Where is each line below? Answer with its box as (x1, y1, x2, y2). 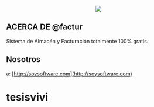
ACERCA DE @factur (6, 22, 83, 32)
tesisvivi (6, 91, 49, 103)
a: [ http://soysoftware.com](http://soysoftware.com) (6, 70, 133, 77)
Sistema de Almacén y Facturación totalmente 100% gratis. (6, 37, 149, 44)
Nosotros (6, 54, 41, 64)
